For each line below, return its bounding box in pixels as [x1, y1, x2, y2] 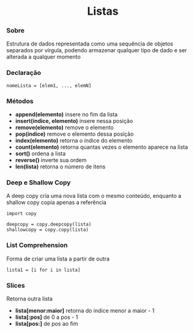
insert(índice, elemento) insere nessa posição [15, 117, 133, 125]
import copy [6, 211, 37, 217]
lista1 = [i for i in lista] [6, 267, 81, 273]
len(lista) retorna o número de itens [15, 163, 106, 170]
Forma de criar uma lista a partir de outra [6, 255, 110, 262]
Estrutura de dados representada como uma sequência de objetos [6, 40, 173, 47]
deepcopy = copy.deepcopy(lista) [6, 221, 92, 228]
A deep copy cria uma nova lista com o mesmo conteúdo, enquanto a [6, 192, 182, 200]
